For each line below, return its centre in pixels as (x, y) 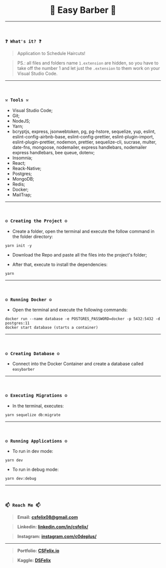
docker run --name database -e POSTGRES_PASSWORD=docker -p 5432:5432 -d (83, 319)
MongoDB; (23, 179)
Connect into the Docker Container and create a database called (78, 364)
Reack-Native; (27, 168)
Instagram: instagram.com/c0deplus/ (57, 536)
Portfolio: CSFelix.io (38, 551)
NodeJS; (21, 121)
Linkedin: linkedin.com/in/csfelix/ (53, 527)
